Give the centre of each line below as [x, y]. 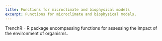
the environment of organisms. [37, 33]
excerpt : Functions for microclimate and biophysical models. [71, 14]
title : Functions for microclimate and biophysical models [68, 10]
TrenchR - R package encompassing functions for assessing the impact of [81, 28]
